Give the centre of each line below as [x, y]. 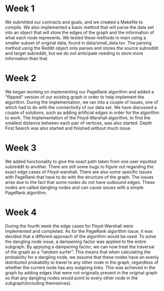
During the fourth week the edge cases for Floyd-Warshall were [69, 226]
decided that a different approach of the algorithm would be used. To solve [81, 236]
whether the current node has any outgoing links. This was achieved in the [80, 268]
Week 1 [20, 9]
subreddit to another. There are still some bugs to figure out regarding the [79, 166]
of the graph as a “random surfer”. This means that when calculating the [78, 252]
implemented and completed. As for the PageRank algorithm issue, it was [79, 231]
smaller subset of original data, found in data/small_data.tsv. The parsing [78, 43]
